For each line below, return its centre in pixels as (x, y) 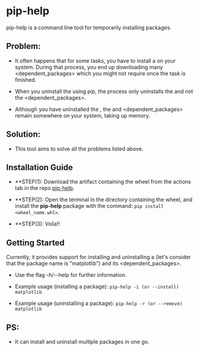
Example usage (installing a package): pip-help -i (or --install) (97, 287)
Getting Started (35, 243)
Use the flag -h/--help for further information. (71, 275)
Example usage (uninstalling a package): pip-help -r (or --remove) (99, 303)
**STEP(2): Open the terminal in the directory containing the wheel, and (103, 200)
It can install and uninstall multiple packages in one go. (82, 342)
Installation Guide (40, 167)
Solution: (23, 135)
